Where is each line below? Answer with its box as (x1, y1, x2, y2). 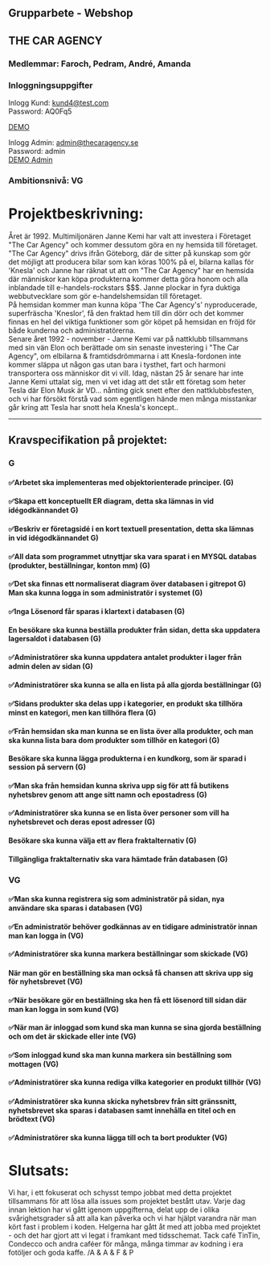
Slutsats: (8, 1161, 70, 1180)
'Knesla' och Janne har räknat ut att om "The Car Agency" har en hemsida (8, 265, 255, 275)
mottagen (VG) (8, 1059, 59, 1068)
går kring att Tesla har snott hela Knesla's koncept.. (8, 402, 179, 412)
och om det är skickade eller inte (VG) (8, 1031, 137, 1042)
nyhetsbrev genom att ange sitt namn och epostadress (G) (8, 790, 207, 799)
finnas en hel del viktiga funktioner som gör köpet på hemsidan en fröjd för (8, 317, 256, 326)
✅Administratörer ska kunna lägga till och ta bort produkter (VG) (8, 1132, 227, 1143)
